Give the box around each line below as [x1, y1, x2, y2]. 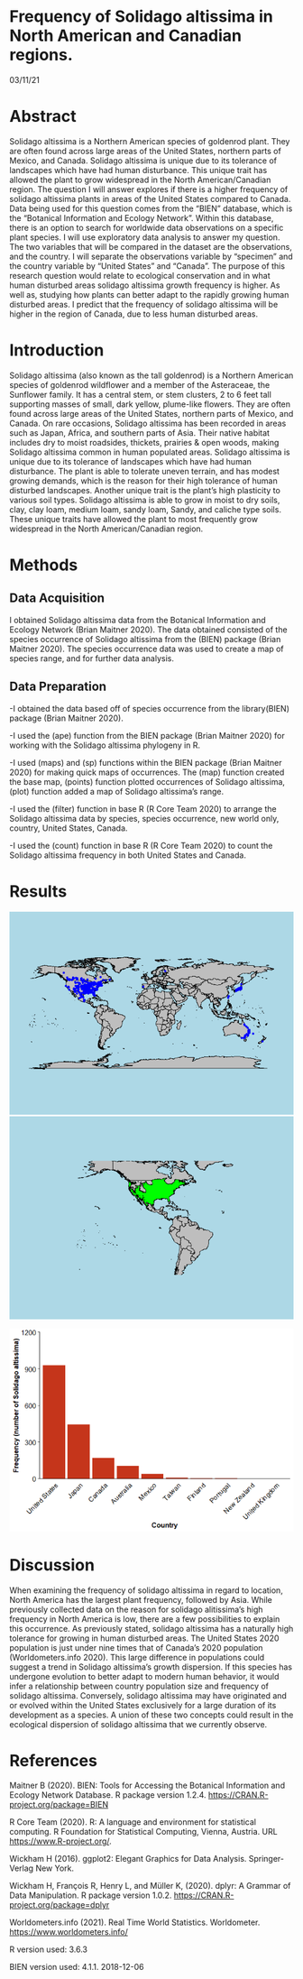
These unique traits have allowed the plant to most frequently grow [9, 513, 259, 524]
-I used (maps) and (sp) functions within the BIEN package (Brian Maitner [9, 757, 282, 768]
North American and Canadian [9, 25, 242, 46]
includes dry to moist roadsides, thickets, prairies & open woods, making [9, 437, 280, 447]
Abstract [9, 106, 77, 127]
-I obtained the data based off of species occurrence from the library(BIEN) [9, 703, 290, 713]
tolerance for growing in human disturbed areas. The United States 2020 [9, 1633, 280, 1643]
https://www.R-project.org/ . [9, 1836, 113, 1846]
